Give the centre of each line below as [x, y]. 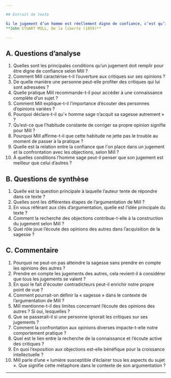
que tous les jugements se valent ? [49, 279]
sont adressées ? [31, 88]
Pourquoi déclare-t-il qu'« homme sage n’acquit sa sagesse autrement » [89, 114]
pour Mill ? [24, 131]
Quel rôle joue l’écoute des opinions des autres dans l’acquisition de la [87, 229]
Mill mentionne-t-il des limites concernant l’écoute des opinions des [84, 306]
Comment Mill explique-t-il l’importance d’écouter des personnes [81, 104]
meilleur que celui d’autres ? [42, 163]
